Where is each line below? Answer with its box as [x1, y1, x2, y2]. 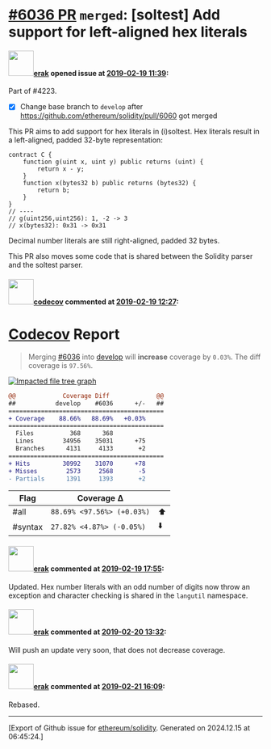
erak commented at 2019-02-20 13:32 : [33, 627, 167, 637]
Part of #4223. [8, 87, 57, 96]
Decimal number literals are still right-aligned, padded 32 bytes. [8, 236, 220, 246]
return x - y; [37, 165, 85, 173]
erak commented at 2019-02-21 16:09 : [33, 682, 165, 692]
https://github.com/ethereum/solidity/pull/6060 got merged [19, 111, 218, 121]
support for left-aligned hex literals [8, 23, 248, 41]
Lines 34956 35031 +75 [15, 437, 147, 446]
